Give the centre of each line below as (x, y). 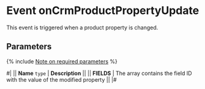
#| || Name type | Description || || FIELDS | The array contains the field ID (99, 73)
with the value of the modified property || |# (62, 79)
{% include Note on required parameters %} (62, 61)
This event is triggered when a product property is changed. (82, 27)
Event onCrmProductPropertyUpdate (103, 11)
